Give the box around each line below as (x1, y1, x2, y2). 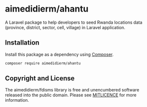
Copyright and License (5, 74, 75, 83)
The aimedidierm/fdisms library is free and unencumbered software (5, 87, 140, 93)
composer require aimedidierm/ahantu (5, 61, 81, 66)
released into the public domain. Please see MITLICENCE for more (5, 92, 136, 98)
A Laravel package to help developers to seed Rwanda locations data (5, 19, 143, 25)
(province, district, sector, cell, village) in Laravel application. (5, 24, 125, 30)
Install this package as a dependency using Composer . (5, 51, 114, 57)
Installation (5, 39, 40, 47)
